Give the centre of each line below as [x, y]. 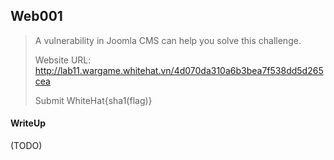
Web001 [36, 16]
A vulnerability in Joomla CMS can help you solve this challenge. [168, 40]
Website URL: [63, 60]
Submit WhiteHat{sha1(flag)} [93, 100]
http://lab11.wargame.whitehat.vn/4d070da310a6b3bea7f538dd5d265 [179, 70]
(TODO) [26, 146]
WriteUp [28, 123]
